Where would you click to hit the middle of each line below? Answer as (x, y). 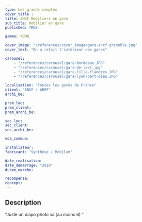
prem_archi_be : (20, 112)
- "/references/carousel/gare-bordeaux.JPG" (59, 63)
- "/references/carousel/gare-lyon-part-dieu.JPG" (66, 77)
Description (23, 203)
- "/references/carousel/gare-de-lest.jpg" (58, 68)
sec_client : (17, 125)
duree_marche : (19, 170)
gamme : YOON (17, 36)
